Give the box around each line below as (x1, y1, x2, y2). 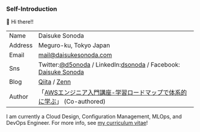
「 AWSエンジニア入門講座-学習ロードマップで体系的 (38, 89, 187, 97)
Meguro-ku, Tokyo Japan (38, 41, 110, 49)
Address (9, 41, 33, 49)
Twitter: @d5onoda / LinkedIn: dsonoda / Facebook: (38, 61, 180, 69)
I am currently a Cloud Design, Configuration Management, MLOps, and (6, 113, 182, 120)
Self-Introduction (6, 5, 58, 13)
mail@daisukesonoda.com (38, 51, 112, 59)
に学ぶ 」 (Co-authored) (38, 98, 106, 106)
